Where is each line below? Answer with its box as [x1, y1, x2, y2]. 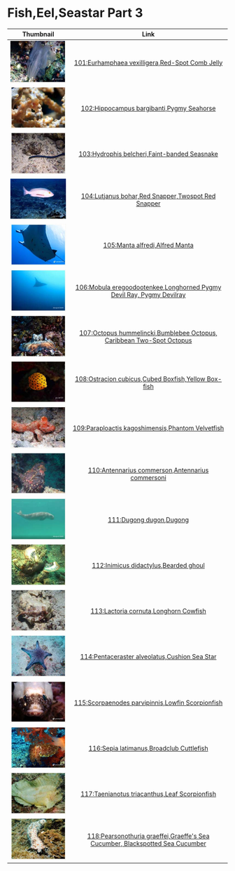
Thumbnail [22, 30, 55, 39]
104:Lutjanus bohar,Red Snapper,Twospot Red [80, 192, 216, 200]
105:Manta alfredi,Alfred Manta [103, 241, 194, 250]
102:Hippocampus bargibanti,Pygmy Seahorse [80, 104, 216, 112]
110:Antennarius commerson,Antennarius [87, 465, 209, 474]
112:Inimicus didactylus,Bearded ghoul [92, 561, 205, 569]
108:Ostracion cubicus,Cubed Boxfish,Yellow [74, 374, 206, 383]
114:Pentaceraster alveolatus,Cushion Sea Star [80, 653, 217, 661]
